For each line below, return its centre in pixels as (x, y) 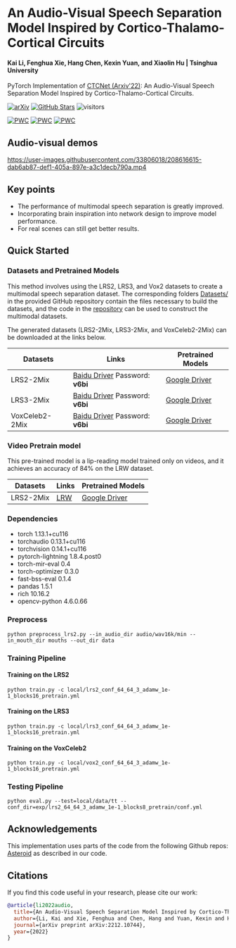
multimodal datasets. (38, 316)
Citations (28, 875)
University (23, 70)
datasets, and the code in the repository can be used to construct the (108, 308)
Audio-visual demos (53, 143)
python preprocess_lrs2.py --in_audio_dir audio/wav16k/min (97, 634)
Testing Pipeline (35, 787)
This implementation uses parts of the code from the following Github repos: (118, 846)
